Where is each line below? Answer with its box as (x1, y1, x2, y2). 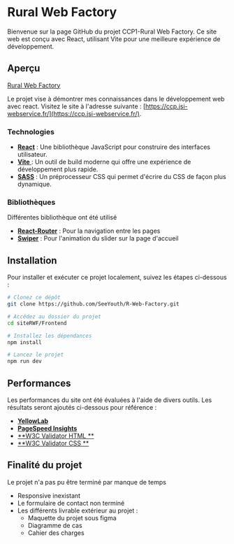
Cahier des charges (27, 529, 85, 537)
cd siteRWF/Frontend (7, 320, 68, 327)
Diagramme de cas (27, 521, 82, 529)
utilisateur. (17, 150, 47, 159)
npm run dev (7, 358, 42, 365)
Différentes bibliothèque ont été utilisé (7, 213, 117, 222)
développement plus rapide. (17, 165, 98, 173)
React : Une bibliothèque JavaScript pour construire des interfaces (17, 143, 211, 151)
